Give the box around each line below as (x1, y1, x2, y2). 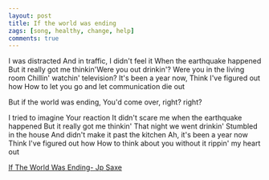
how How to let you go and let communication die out (8, 82, 185, 92)
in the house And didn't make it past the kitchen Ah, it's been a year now (8, 130, 249, 140)
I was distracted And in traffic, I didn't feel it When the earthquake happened (8, 56, 262, 66)
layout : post (8, 11, 52, 20)
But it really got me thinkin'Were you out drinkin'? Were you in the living (8, 65, 245, 75)
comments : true (8, 34, 59, 43)
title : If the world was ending (8, 19, 116, 27)
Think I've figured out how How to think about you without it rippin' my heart (8, 138, 261, 149)
